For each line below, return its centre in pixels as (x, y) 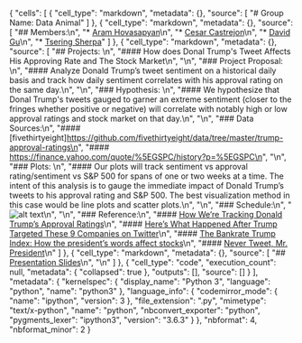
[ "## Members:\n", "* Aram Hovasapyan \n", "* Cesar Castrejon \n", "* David (150, 32)
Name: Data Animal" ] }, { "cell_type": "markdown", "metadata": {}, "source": (151, 23)
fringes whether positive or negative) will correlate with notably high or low (149, 109)
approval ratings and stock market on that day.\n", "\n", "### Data (132, 118)
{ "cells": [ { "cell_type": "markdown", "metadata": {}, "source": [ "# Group (146, 13)
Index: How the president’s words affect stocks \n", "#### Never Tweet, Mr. (149, 243)
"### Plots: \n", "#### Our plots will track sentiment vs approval (128, 167)
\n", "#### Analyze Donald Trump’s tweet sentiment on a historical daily (143, 70)
